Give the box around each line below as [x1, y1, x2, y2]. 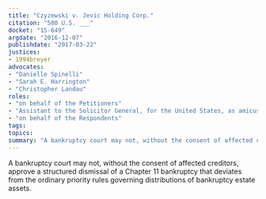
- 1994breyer [8, 56, 51, 64]
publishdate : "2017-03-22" [8, 41, 97, 49]
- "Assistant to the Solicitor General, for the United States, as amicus [8, 107, 260, 115]
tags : [8, 122, 26, 130]
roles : [8, 92, 30, 100]
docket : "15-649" [8, 26, 66, 34]
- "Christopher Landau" [8, 84, 87, 93]
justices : [8, 48, 41, 56]
